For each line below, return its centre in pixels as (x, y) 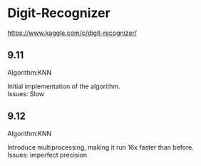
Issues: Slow (26, 93)
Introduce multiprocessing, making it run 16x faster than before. (100, 147)
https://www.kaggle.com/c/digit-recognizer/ (72, 33)
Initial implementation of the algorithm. (64, 86)
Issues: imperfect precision (47, 155)
